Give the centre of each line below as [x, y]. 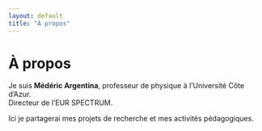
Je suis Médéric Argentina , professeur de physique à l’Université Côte [127, 86]
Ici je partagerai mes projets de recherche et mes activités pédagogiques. [131, 119]
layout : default [36, 16]
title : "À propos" [39, 23]
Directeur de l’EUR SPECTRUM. [61, 103]
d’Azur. [20, 95]
